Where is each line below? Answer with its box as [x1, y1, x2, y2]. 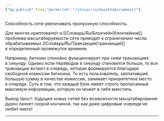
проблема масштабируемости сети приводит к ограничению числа [5, 35, 147, 41]
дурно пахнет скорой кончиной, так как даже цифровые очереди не [5, 101, 148, 106]
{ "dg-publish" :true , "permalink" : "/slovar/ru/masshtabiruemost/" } [5, 7, 141, 12]
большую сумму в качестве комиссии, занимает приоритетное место [5, 76, 152, 81]
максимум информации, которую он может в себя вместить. [5, 86, 133, 92]
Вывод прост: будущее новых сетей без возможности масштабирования [5, 96, 158, 101]
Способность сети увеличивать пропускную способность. [5, 20, 128, 26]
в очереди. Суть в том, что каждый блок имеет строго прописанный [5, 81, 149, 87]
